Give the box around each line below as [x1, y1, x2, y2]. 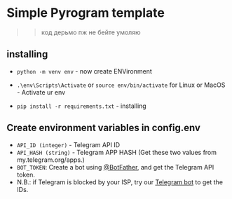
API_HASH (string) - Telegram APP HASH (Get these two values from [16, 148, 217, 156]
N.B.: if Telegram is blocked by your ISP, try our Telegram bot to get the [16, 177, 224, 186]
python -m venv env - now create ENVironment [16, 67, 152, 75]
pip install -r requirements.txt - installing [16, 102, 146, 110]
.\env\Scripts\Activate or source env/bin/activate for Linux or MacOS [16, 81, 226, 89]
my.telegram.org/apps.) [16, 156, 85, 164]
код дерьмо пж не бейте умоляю [41, 28, 141, 36]
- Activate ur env [16, 88, 66, 96]
